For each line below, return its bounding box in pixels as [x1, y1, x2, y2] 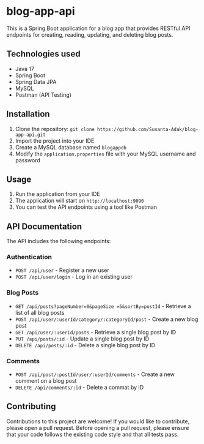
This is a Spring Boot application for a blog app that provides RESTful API [6, 24, 191, 32]
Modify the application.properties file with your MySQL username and [15, 150, 197, 157]
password [15, 156, 41, 164]
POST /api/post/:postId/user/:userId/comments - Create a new [15, 371, 175, 378]
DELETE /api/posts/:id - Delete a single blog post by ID [15, 341, 156, 348]
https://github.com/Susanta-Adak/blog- [97, 126, 199, 132]
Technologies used [6, 49, 81, 59]
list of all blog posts [15, 309, 65, 316]
